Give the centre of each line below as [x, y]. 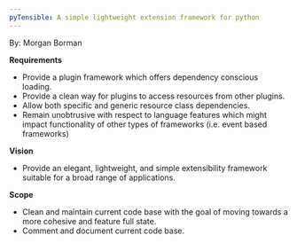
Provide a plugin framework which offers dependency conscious [140, 77]
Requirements [36, 59]
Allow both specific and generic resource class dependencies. [136, 105]
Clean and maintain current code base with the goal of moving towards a [155, 212]
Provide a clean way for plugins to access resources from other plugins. [153, 96]
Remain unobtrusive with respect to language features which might [145, 114]
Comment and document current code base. [103, 231]
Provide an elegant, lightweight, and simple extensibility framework [145, 168]
